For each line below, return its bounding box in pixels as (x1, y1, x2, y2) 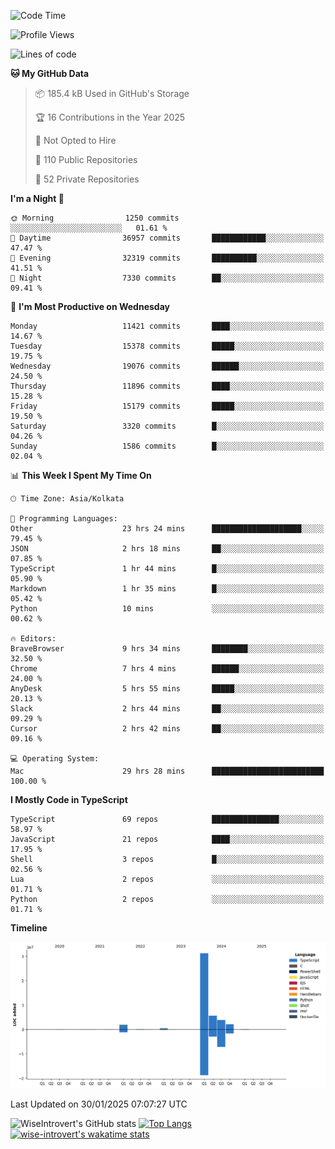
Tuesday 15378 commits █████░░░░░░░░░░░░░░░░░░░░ (10, 341, 325, 351)
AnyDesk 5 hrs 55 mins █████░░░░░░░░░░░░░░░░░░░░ (10, 684, 325, 694)
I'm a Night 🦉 (10, 193, 65, 204)
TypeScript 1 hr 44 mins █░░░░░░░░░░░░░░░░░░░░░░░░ (10, 564, 325, 574)
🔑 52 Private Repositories (34, 173, 140, 185)
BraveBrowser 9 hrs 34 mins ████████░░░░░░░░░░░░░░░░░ (10, 644, 325, 654)
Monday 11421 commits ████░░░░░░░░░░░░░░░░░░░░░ (10, 321, 325, 331)
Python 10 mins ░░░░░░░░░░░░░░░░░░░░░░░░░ (10, 604, 325, 614)
